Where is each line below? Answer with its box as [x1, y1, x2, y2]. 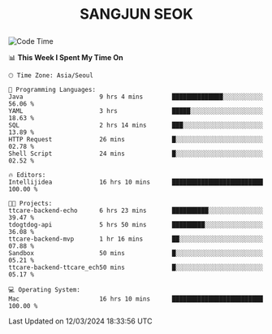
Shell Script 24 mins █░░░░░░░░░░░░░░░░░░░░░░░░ [8, 150, 264, 158]
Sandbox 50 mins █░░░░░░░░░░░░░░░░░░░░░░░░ [8, 249, 264, 258]
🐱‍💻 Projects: [8, 200, 53, 208]
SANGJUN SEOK [80, 5, 193, 24]
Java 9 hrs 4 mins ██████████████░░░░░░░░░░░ [8, 93, 264, 102]
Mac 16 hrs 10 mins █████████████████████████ [8, 295, 264, 303]
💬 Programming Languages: [8, 86, 96, 94]
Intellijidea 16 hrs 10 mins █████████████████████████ [8, 178, 264, 187]
